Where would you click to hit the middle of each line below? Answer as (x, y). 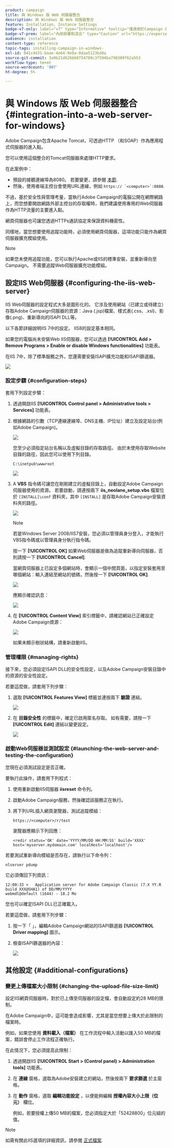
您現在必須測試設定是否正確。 (37, 767)
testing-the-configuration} (39, 755)
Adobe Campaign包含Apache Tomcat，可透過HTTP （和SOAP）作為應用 (82, 140)
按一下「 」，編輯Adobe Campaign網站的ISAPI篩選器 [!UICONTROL (83, 926)
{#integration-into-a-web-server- (79, 115)
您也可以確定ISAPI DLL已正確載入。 (43, 904)
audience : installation (31, 39)
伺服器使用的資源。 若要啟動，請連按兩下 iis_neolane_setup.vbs (81, 490)
